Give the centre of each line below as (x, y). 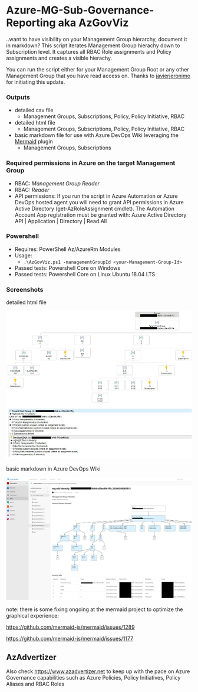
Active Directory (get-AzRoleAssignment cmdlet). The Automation (95, 208)
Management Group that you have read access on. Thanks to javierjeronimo (98, 76)
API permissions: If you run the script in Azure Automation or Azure (96, 196)
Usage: (23, 255)
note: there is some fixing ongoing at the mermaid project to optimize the (95, 609)
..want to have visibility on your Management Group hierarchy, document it (97, 39)
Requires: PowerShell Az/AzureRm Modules (67, 249)
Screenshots (25, 289)
